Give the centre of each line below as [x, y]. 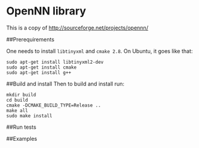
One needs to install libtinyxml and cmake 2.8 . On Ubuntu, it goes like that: [99, 51]
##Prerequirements [30, 39]
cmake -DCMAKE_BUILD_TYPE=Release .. [54, 105]
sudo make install [29, 116]
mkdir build [21, 94]
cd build [17, 100]
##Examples [22, 138]
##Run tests [21, 127]
